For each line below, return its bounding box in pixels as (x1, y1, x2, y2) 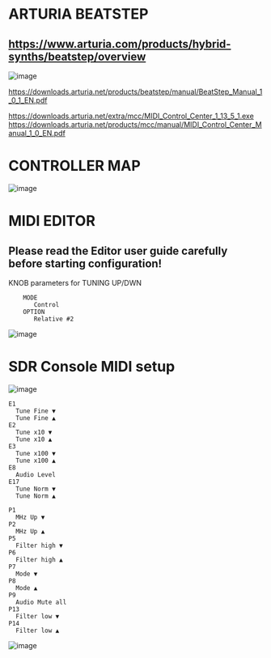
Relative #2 (33, 315, 74, 323)
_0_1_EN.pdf (8, 96, 48, 105)
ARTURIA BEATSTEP (8, 5, 149, 23)
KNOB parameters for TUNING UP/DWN (8, 278, 142, 287)
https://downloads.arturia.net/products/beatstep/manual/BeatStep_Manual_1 (8, 87, 263, 96)
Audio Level (15, 470, 57, 478)
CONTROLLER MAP (8, 157, 142, 175)
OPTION (23, 308, 45, 316)
